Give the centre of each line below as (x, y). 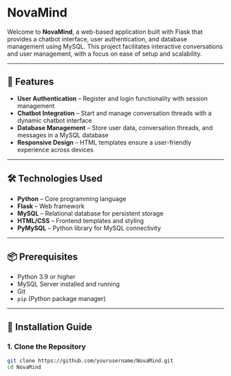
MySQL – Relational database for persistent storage (90, 213)
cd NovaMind (24, 367)
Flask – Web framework (51, 206)
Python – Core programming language (71, 198)
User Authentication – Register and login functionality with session (112, 98)
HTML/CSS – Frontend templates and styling (80, 220)
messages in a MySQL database (63, 135)
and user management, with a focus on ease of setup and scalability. (104, 54)
